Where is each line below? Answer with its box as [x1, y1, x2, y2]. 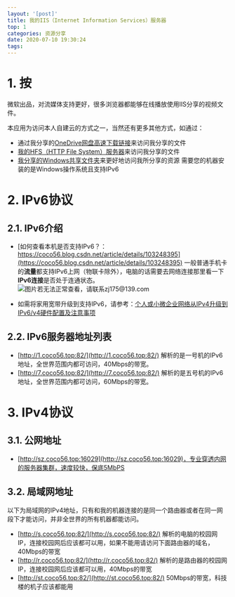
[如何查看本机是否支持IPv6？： [17, 242, 107, 250]
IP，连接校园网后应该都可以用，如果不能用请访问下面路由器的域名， [17, 538, 214, 546]
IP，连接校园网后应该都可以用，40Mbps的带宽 [17, 565, 152, 573]
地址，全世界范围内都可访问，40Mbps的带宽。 [17, 360, 153, 368]
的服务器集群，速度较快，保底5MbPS [17, 463, 125, 471]
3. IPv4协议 [7, 405, 74, 420]
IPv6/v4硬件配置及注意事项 [17, 308, 96, 317]
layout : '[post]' [7, 10, 58, 18]
